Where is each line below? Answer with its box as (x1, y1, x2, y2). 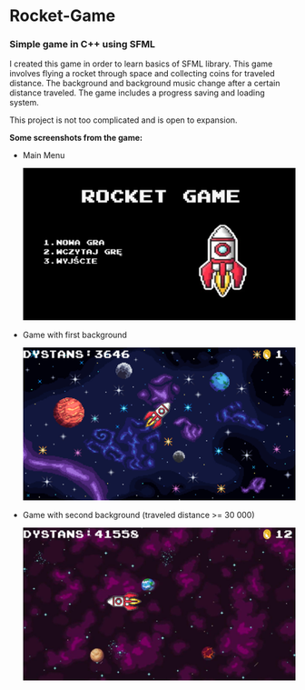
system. (9, 97, 39, 108)
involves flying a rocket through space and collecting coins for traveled (9, 68, 275, 79)
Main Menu (22, 150, 65, 161)
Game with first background (22, 329, 127, 341)
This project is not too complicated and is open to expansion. (9, 115, 238, 125)
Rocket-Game (9, 5, 116, 26)
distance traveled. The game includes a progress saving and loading (9, 87, 265, 98)
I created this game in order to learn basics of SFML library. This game (9, 58, 273, 69)
